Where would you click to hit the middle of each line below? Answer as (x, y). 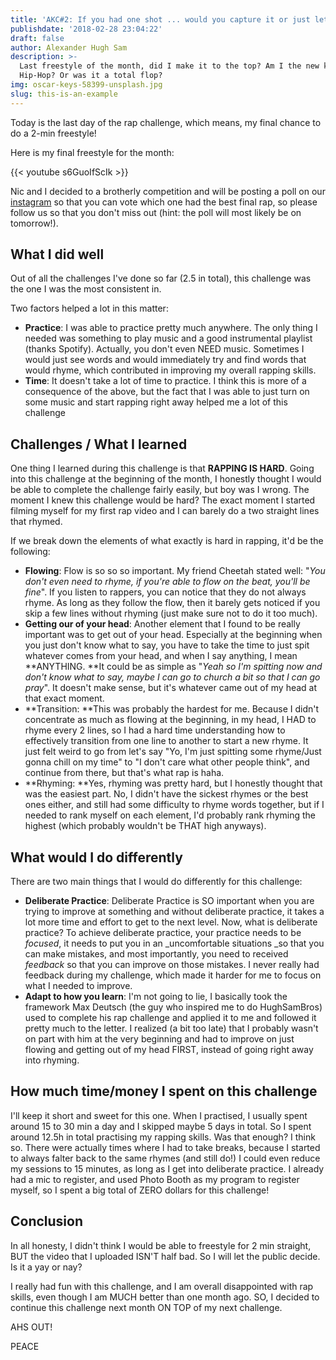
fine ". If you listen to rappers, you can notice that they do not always (165, 592)
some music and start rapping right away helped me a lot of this (156, 402)
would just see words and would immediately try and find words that (165, 360)
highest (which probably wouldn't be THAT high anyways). (145, 826)
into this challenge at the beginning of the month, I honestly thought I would (166, 479)
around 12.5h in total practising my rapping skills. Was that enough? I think (163, 1137)
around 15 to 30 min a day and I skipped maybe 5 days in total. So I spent (161, 1126)
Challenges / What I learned (99, 444)
